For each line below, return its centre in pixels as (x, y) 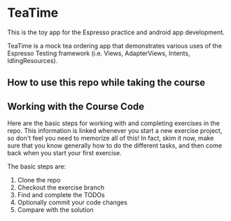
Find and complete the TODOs (61, 195)
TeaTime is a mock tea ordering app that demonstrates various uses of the (115, 45)
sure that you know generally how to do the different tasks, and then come (115, 145)
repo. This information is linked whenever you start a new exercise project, (115, 131)
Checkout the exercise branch (61, 187)
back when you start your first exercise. (64, 153)
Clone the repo (39, 180)
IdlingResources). (33, 60)
